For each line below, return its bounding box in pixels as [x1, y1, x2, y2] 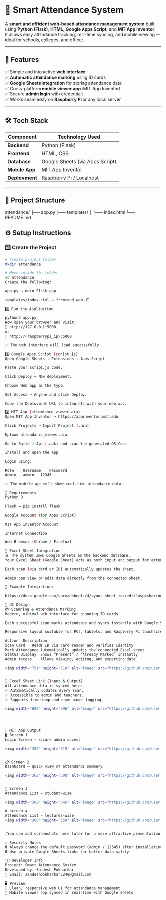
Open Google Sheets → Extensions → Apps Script [5, 356, 105, 361]
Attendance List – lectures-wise [5, 813, 74, 818]
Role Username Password [5, 468, 68, 473]
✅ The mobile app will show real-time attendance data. [5, 482, 124, 487]
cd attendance [5, 275, 35, 280]
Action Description [5, 638, 48, 643]
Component [8, 134, 37, 140]
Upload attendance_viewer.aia [5, 432, 68, 437]
